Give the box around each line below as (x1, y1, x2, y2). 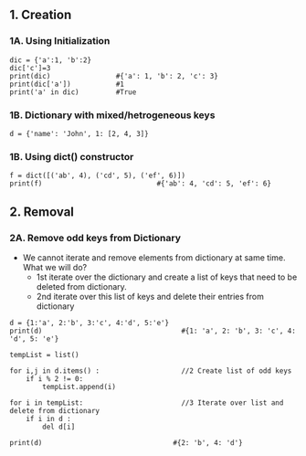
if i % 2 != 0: (26, 374, 84, 383)
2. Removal (9, 204, 75, 219)
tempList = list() (9, 350, 79, 359)
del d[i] (42, 422, 76, 431)
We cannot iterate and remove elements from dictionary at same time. (22, 251, 286, 263)
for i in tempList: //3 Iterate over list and (9, 398, 284, 408)
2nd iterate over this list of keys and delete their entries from (36, 291, 265, 302)
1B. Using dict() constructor (9, 150, 134, 163)
